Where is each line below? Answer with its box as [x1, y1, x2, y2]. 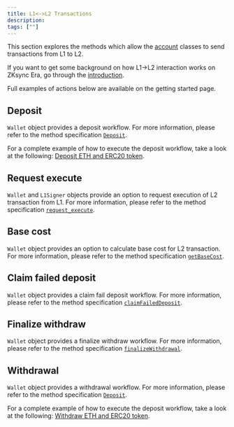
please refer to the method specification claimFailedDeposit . [7, 298, 183, 307]
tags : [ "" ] [7, 23, 39, 30]
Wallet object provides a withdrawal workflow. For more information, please [7, 383, 226, 392]
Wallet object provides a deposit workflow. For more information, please [7, 123, 215, 132]
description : [7, 17, 45, 24]
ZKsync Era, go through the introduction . [7, 71, 124, 79]
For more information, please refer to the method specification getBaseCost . [7, 251, 225, 260]
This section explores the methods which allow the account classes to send [7, 43, 225, 51]
